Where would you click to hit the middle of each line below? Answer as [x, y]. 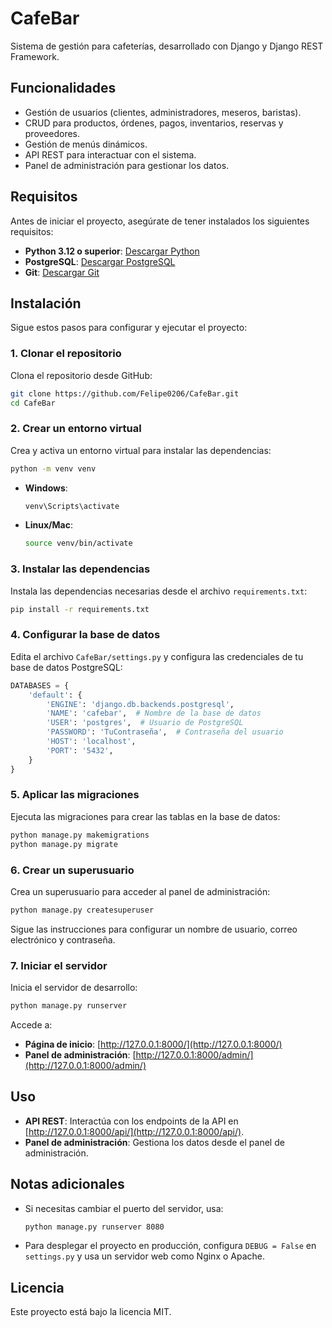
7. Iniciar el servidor [59, 965]
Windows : [46, 488]
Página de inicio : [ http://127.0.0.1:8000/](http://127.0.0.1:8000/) [153, 1044]
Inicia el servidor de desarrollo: [74, 988]
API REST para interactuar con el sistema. [110, 154]
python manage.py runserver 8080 [94, 1227]
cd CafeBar [33, 403]
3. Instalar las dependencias [80, 569]
